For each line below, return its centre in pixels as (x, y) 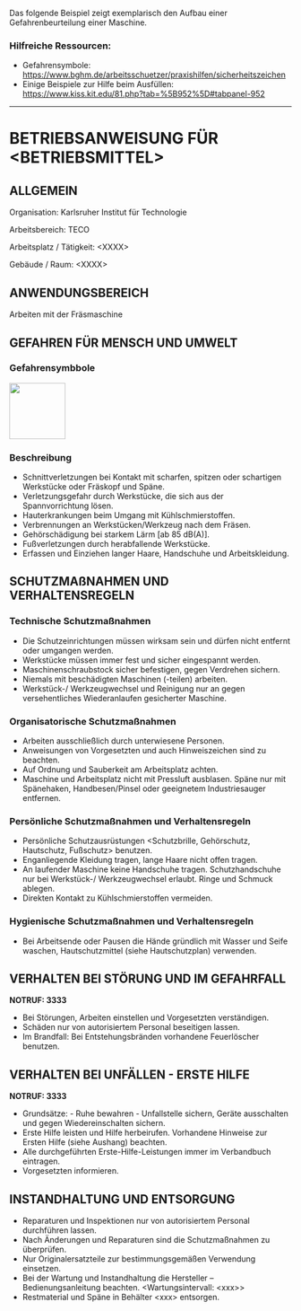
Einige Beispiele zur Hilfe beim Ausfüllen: (98, 84)
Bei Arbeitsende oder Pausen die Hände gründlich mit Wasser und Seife (155, 941)
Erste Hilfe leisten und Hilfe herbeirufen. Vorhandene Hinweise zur (145, 1133)
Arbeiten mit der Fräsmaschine (66, 314)
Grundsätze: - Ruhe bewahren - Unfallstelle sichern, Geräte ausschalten (155, 1113)
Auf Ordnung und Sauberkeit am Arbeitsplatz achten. (120, 770)
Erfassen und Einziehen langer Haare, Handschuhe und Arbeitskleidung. (155, 554)
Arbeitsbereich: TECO (50, 230)
